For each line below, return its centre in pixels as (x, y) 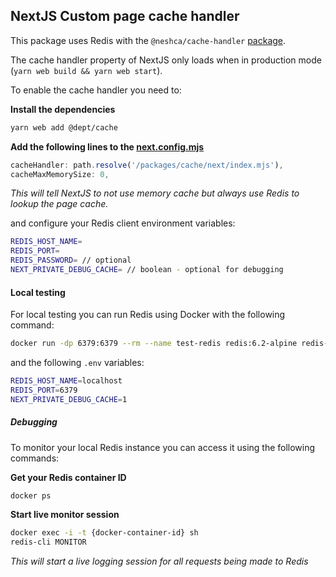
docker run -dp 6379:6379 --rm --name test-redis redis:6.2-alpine (154, 344)
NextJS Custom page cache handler (125, 16)
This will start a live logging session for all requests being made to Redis (159, 561)
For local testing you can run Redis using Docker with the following (148, 315)
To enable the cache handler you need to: (96, 90)
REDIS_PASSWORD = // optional (71, 260)
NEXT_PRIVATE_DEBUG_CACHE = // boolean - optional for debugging (147, 270)
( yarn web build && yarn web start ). (86, 70)
